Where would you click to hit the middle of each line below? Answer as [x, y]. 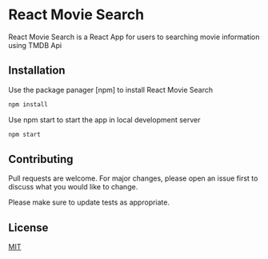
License [28, 227]
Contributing [41, 159]
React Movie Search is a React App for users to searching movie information [134, 37]
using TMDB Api [35, 45]
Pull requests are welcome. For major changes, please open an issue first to [133, 178]
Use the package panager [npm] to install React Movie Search [111, 90]
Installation [37, 71]
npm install [28, 104]
